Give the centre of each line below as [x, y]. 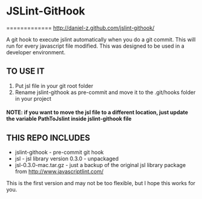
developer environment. [36, 52]
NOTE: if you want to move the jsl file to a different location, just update [97, 112]
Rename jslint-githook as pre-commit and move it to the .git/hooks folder [105, 92]
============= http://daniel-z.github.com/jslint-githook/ [80, 28]
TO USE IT [26, 71]
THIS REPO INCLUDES [48, 138]
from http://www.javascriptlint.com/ [59, 172]
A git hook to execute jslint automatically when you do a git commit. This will [101, 39]
